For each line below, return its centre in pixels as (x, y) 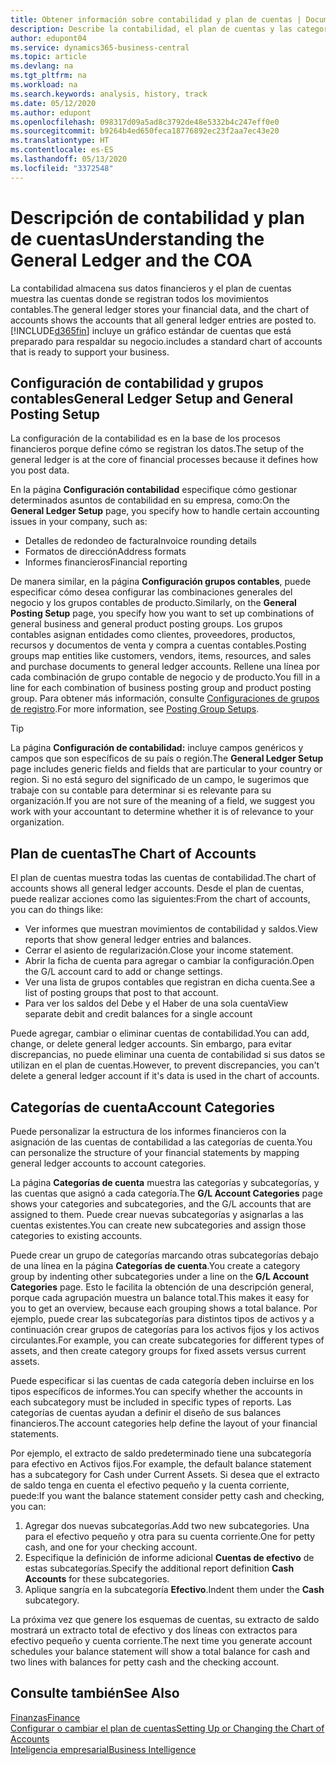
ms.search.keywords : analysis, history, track (109, 94)
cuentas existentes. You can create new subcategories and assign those (158, 1225)
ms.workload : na (44, 85)
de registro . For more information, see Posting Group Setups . (135, 709)
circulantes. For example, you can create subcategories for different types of (167, 1340)
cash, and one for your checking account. (111, 1547)
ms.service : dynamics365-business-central (100, 47)
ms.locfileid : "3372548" (62, 168)
